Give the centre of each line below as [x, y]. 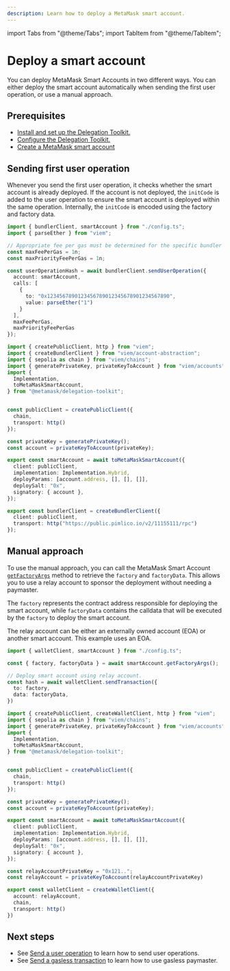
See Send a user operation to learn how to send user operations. [108, 953]
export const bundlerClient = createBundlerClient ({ [84, 511]
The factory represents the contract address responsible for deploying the [112, 603]
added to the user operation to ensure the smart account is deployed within [114, 200]
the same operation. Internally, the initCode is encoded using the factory [110, 207]
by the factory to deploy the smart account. [69, 618]
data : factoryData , [41, 695]
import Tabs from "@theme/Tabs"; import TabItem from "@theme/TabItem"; [114, 33]
